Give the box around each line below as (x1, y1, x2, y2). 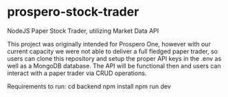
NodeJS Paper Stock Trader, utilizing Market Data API (7, 27, 159, 35)
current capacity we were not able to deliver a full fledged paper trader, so (7, 47, 218, 55)
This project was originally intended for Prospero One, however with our (7, 40, 211, 48)
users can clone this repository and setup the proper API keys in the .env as (7, 54, 222, 62)
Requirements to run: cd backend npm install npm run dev (7, 82, 172, 90)
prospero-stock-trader (7, 4, 139, 20)
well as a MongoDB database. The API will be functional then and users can (7, 61, 221, 70)
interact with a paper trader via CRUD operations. (7, 69, 147, 77)
